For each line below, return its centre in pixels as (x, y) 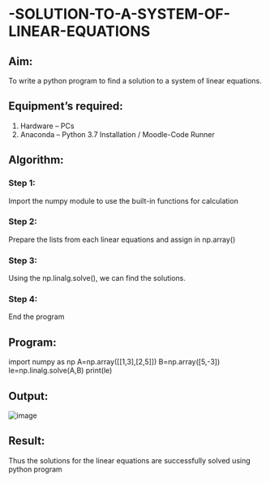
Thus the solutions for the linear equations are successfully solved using (130, 460)
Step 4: (23, 299)
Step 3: (23, 260)
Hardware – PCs (47, 126)
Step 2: (23, 222)
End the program (36, 316)
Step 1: (22, 183)
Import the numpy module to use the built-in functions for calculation (124, 200)
